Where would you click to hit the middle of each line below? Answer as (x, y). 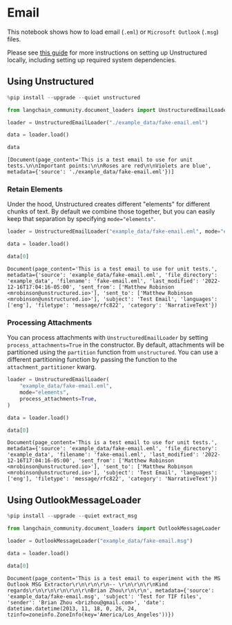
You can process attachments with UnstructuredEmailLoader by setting (108, 338)
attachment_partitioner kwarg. (52, 367)
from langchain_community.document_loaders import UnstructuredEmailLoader (118, 110)
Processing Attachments (50, 323)
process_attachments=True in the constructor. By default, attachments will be (116, 345)
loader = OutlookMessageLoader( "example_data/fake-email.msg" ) (100, 541)
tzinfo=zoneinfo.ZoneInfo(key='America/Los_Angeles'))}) (91, 615)
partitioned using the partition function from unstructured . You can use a (113, 352)
